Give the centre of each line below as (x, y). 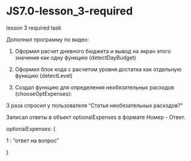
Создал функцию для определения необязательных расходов (94, 87)
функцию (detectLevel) (44, 75)
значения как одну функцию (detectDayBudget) (75, 57)
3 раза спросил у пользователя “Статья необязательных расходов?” (95, 105)
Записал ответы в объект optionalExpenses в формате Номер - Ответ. (96, 117)
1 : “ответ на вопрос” (33, 140)
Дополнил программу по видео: (48, 39)
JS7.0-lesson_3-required (70, 11)
